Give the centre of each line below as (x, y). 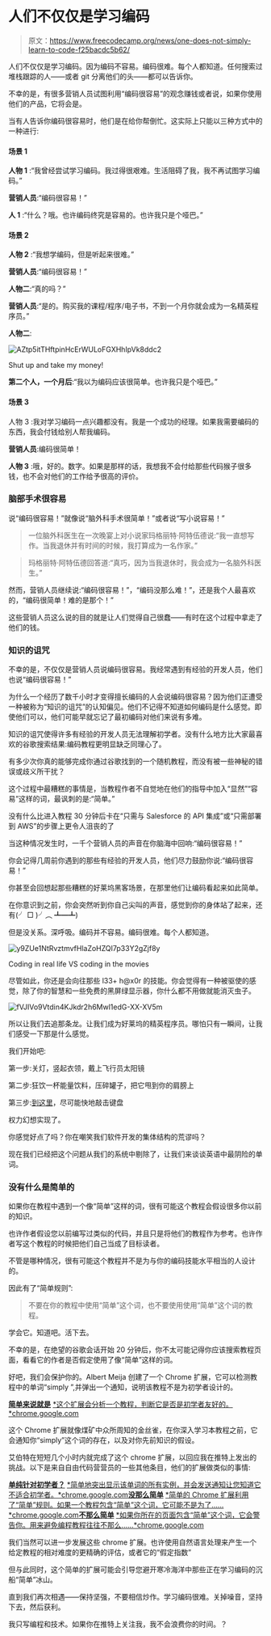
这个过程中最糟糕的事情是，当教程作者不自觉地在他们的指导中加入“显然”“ (130, 788)
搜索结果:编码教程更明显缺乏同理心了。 (101, 744)
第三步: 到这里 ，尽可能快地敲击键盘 (66, 1103)
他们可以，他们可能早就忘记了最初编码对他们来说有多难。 (110, 717)
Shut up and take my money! (56, 366)
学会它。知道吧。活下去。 (51, 1333)
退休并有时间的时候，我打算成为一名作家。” (127, 545)
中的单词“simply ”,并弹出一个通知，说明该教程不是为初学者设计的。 (126, 1387)
